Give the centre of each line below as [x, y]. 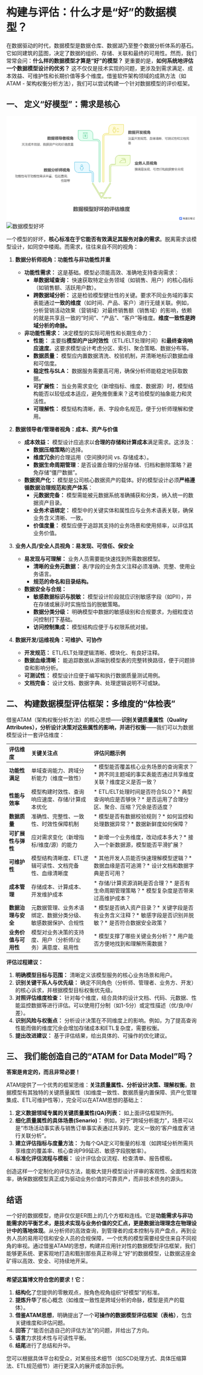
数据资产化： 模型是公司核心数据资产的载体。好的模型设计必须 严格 [107, 480]
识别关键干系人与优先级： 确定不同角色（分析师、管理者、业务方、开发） [106, 982]
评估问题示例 [109, 753]
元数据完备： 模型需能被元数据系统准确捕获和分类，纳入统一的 [111, 495]
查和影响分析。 [43, 668]
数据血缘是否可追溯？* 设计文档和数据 [141, 866]
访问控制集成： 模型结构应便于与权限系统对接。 [92, 627]
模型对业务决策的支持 [58, 932]
